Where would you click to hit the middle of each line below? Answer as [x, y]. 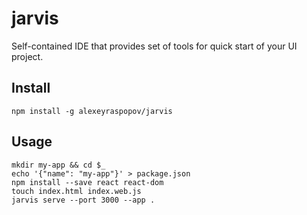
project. [27, 56]
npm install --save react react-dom [87, 182]
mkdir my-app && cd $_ [58, 165]
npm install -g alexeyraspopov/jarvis [92, 111]
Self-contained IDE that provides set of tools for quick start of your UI [154, 46]
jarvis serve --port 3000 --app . [83, 200]
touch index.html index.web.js [76, 191]
